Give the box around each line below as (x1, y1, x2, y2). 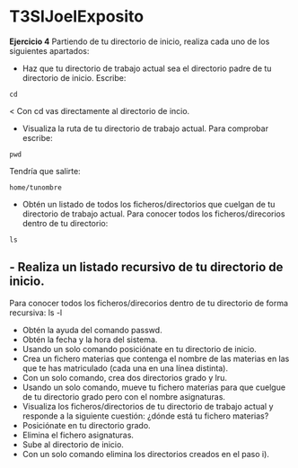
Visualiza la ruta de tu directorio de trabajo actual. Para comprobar (22, 123, 269, 134)
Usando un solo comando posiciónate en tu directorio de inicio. (22, 343, 258, 354)
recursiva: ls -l (9, 307, 63, 318)
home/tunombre (9, 182, 63, 192)
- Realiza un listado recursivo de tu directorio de (9, 260, 284, 275)
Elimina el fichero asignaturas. (22, 429, 135, 440)
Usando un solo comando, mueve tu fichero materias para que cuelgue (22, 382, 285, 393)
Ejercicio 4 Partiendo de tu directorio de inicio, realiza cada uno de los (9, 36, 270, 47)
